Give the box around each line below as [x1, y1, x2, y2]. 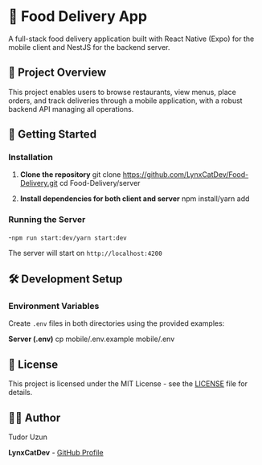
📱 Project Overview [8, 66, 107, 80]
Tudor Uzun [8, 432, 48, 442]
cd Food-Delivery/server [59, 179, 141, 188]
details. [8, 388, 33, 397]
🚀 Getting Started [8, 128, 97, 142]
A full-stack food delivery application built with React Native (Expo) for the [8, 34, 255, 43]
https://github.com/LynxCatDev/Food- [122, 170, 249, 179]
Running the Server [8, 214, 86, 225]
